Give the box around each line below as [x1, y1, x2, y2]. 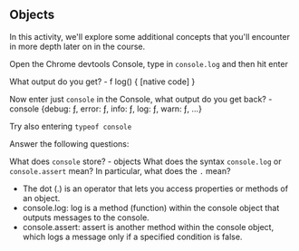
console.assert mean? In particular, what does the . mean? [9, 165, 231, 176]
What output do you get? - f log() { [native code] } [9, 76, 196, 87]
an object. [22, 192, 61, 203]
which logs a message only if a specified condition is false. [22, 231, 243, 242]
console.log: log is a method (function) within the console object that [22, 202, 280, 213]
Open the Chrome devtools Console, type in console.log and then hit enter [9, 58, 288, 69]
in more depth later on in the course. [9, 41, 146, 52]
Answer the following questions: [9, 138, 130, 149]
